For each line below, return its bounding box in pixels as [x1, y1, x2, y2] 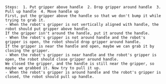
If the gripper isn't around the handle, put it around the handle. [5, 31, 150, 36]
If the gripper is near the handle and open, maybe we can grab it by [5, 44, 155, 49]
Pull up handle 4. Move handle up [5, 9, 79, 14]
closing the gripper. [5, 48, 50, 53]
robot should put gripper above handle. [5, 26, 90, 31]
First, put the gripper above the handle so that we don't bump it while [5, 13, 162, 18]
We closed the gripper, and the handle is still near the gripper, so [5, 61, 155, 66]
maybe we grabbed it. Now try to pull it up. [5, 66, 101, 71]
